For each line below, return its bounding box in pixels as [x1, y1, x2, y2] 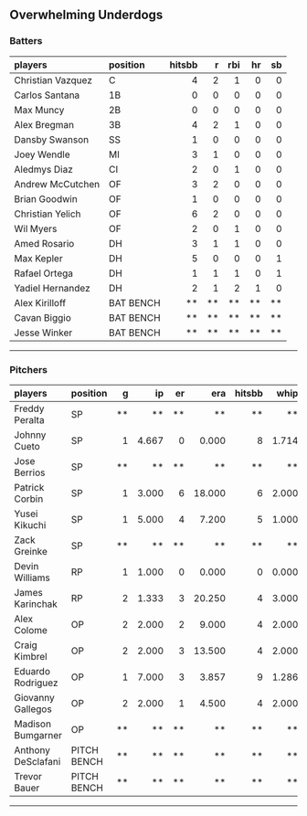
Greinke [14, 545, 48, 557]
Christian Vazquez [14, 73, 93, 86]
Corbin [14, 493, 44, 505]
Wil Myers [14, 222, 58, 235]
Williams [14, 571, 50, 584]
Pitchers [9, 363, 48, 376]
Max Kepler [14, 251, 63, 264]
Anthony [14, 744, 50, 757]
